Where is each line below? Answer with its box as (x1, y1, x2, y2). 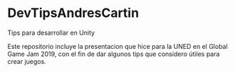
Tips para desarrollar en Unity (7, 28, 95, 37)
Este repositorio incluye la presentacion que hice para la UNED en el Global (7, 42, 228, 50)
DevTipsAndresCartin (7, 5, 140, 21)
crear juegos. (7, 57, 46, 65)
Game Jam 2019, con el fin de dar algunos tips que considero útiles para (7, 50, 220, 58)
